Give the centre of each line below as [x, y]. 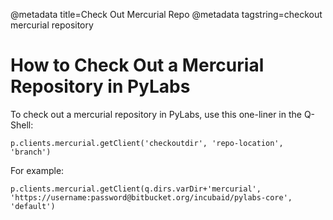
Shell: [22, 125]
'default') [33, 206]
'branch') [31, 152]
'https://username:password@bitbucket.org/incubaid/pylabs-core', [151, 197]
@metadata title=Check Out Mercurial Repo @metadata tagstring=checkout [166, 14]
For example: [37, 170]
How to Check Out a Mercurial [137, 65]
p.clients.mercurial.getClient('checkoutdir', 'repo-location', [147, 143]
